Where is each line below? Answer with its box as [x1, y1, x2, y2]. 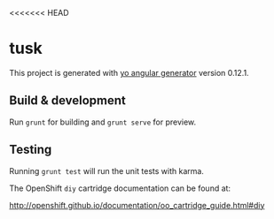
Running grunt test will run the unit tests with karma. [9, 165, 204, 176]
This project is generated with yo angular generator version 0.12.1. [9, 67, 250, 78]
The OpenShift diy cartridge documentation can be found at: [9, 183, 231, 193]
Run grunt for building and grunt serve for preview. [9, 117, 197, 127]
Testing [9, 142, 52, 157]
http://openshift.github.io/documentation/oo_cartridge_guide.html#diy [9, 200, 265, 210]
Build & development [9, 93, 126, 109]
